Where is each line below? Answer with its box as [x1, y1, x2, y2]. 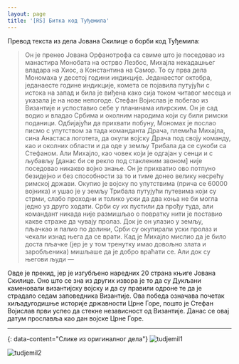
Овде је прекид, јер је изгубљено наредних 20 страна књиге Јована [7, 269, 216, 277]
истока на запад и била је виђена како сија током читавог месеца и [24, 88, 231, 97]
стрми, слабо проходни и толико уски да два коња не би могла [24, 194, 218, 203]
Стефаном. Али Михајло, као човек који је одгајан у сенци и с [24, 149, 213, 157]
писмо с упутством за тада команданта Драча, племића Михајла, [24, 126, 225, 135]
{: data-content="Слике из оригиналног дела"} [7, 334, 148, 343]
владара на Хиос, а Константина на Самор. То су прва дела [24, 66, 208, 74]
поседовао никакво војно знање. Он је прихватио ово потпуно [24, 164, 216, 172]
